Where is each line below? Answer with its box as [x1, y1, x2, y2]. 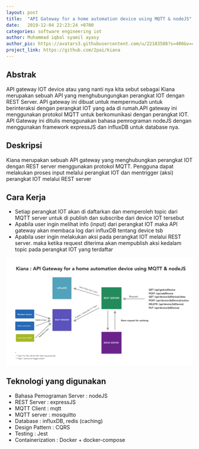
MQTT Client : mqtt [14, 405, 62, 412]
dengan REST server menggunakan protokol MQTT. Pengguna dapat [6, 163, 174, 170]
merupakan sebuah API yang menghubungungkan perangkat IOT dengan [6, 92, 185, 99]
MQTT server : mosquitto [14, 411, 76, 418]
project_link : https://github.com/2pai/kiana [6, 47, 120, 53]
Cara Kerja [6, 192, 46, 202]
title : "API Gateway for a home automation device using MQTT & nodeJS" [6, 15, 192, 22]
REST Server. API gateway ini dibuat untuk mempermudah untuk [6, 98, 163, 105]
